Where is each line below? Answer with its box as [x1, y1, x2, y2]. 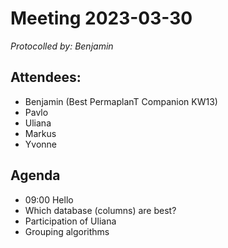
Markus [24, 127, 57, 139]
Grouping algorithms [24, 225, 110, 237]
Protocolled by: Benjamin [10, 40, 114, 52]
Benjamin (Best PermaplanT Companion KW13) [24, 95, 218, 107]
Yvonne [24, 138, 57, 150]
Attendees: [10, 69, 82, 86]
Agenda [10, 167, 61, 184]
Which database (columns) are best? [24, 204, 177, 216]
